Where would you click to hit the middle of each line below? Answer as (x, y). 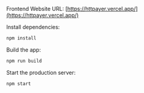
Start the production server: (41, 72)
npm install (21, 38)
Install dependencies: (33, 27)
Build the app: (24, 50)
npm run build (24, 61)
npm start (19, 84)
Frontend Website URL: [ (37, 9)
